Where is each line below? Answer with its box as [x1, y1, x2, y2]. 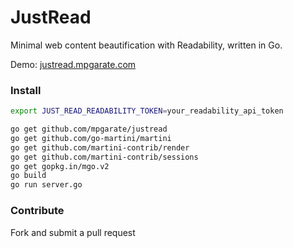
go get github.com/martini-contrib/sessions [10, 152, 199, 162]
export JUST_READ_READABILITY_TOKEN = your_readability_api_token [10, 106, 284, 116]
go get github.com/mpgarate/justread [10, 124, 168, 135]
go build [10, 171, 47, 181]
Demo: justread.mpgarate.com [10, 58, 137, 70]
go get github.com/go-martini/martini [10, 133, 172, 143]
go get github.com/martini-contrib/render [10, 142, 190, 153]
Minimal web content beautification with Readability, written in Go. [10, 39, 283, 51]
